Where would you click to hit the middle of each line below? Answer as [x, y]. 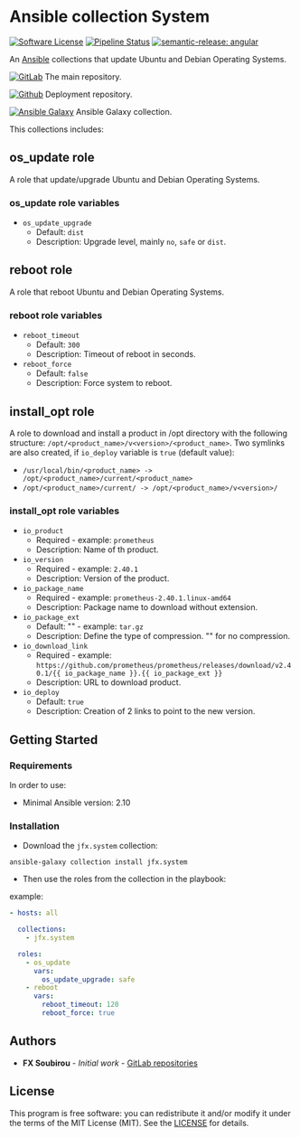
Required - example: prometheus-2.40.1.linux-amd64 [134, 597]
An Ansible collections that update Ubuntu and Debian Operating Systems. [148, 59]
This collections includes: [56, 129]
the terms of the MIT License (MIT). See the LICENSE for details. [129, 1123]
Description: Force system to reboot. [104, 383]
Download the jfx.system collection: [90, 846]
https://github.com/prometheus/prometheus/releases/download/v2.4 [164, 666]
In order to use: [37, 785]
